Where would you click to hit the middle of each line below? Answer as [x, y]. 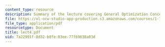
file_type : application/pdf [34, 23]
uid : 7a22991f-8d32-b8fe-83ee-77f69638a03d [50, 37]
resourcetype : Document [29, 28]
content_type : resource [29, 10]
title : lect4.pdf [23, 32]
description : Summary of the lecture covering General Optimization [77, 14]
